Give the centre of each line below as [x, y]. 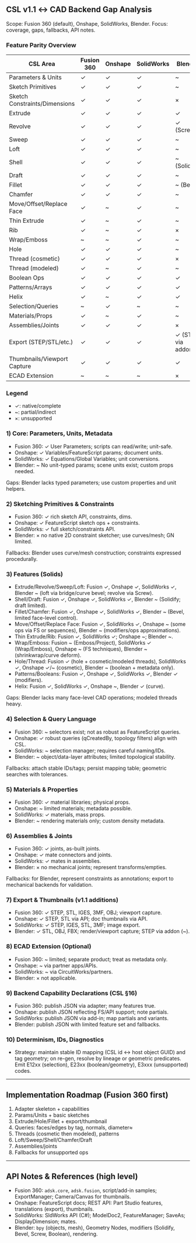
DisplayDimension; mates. [46, 1221]
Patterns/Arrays [31, 287]
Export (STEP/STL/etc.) [41, 342]
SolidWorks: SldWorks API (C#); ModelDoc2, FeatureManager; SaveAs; [100, 1215]
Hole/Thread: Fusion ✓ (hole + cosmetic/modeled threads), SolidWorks [100, 662]
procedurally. [22, 559]
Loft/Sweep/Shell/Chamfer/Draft [53, 1140]
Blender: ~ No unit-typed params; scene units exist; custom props [94, 465]
